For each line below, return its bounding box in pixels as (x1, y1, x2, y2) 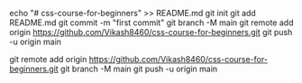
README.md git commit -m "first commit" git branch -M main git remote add (9, 17, 294, 28)
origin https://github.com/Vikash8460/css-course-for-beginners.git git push (9, 27, 293, 37)
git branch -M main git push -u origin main (59, 63, 218, 74)
